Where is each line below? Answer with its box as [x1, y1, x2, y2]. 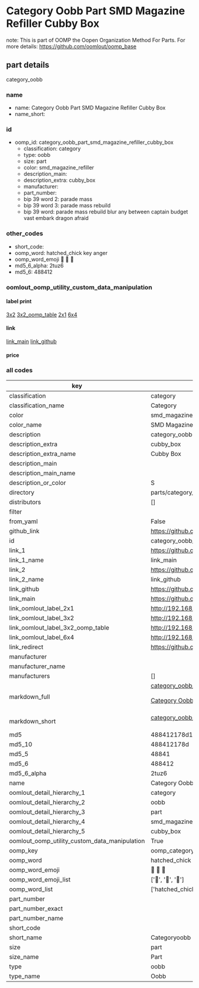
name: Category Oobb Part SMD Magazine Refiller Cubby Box [14, 104, 166, 111]
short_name [9, 933, 43, 942]
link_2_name [9, 575, 44, 583]
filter [9, 507, 23, 515]
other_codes [6, 229, 43, 238]
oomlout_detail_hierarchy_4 [9, 817, 85, 826]
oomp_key [9, 846, 38, 854]
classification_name [9, 401, 65, 410]
